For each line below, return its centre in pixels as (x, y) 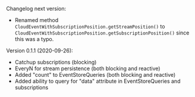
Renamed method (37, 20)
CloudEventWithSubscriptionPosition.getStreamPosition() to (90, 26)
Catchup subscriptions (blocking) (56, 62)
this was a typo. (34, 39)
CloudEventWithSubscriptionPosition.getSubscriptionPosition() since (102, 33)
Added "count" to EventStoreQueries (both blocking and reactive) (95, 75)
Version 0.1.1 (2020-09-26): (40, 51)
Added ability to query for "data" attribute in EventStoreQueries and (97, 81)
